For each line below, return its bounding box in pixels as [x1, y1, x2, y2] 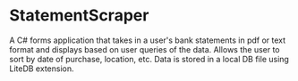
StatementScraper [9, 5, 149, 26]
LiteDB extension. [9, 63, 74, 74]
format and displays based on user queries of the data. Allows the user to [9, 44, 280, 54]
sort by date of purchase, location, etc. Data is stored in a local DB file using [9, 53, 289, 64]
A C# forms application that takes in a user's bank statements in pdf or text [9, 35, 286, 45]
